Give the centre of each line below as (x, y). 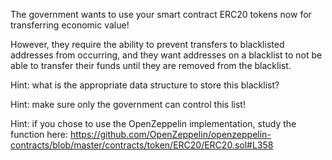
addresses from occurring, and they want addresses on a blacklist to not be (166, 55)
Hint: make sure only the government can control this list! (128, 104)
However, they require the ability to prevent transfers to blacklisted (147, 44)
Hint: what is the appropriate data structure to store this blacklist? (145, 85)
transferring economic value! (70, 25)
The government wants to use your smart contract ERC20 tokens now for (161, 14)
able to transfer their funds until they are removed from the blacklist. (151, 65)
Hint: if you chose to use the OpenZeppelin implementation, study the (153, 123)
